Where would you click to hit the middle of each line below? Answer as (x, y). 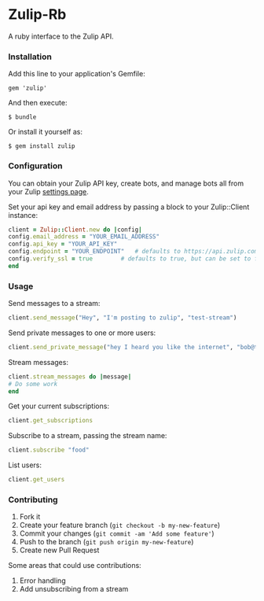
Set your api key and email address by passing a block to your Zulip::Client (129, 207)
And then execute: (38, 103)
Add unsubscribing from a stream (74, 589)
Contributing (33, 500)
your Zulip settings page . (48, 191)
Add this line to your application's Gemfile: (77, 74)
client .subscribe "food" (49, 450)
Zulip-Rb (37, 15)
